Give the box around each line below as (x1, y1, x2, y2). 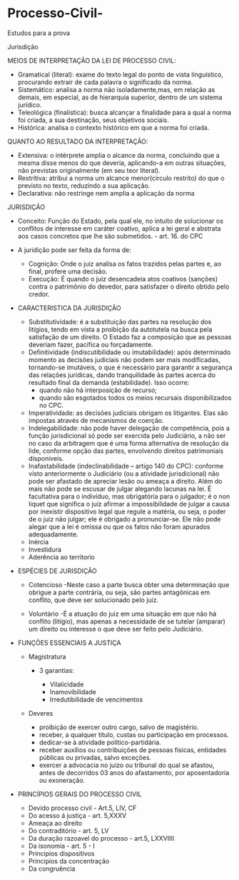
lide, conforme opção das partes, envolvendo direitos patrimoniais (28, 446, 224, 455)
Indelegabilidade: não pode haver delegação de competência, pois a (28, 424, 230, 432)
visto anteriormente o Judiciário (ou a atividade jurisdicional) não (28, 469, 220, 478)
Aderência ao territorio (28, 552, 95, 561)
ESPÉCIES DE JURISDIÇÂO (17, 566, 98, 575)
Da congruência (28, 864, 76, 873)
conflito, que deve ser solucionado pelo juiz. (28, 595, 159, 604)
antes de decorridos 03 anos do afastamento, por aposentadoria (39, 768, 230, 776)
